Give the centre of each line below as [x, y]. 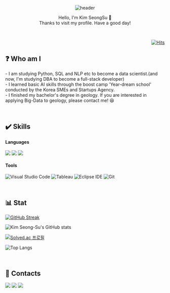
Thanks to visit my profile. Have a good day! [85, 23]
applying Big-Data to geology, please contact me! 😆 [60, 100]
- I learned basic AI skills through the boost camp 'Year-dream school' [78, 84]
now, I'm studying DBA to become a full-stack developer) [65, 79]
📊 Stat [16, 203]
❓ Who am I [23, 59]
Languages [17, 142]
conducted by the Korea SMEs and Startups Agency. [60, 90]
